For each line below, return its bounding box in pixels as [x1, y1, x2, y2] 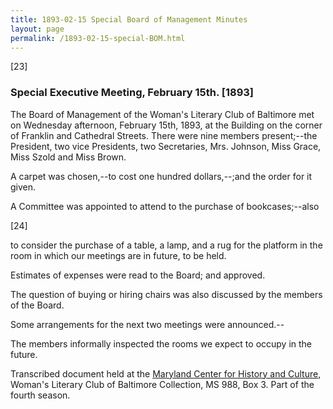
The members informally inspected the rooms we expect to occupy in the [10, 337, 313, 350]
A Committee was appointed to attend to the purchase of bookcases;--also [10, 200, 320, 212]
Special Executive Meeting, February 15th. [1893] [10, 86, 255, 100]
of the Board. [10, 299, 65, 311]
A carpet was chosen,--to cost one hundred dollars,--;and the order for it [10, 170, 313, 182]
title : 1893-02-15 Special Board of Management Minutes [10, 14, 248, 25]
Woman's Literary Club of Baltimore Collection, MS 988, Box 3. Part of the [10, 378, 315, 390]
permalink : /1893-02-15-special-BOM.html [10, 33, 186, 43]
